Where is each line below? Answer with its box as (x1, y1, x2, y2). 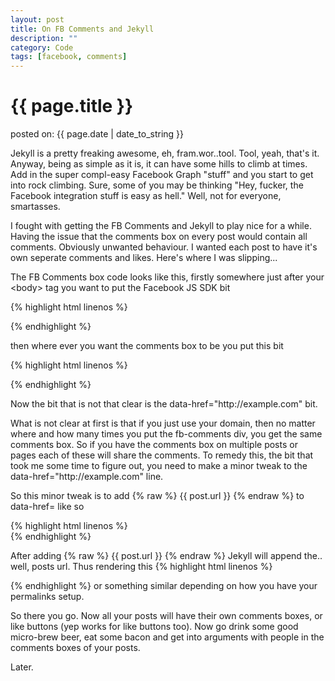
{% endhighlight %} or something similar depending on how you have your (10, 580, 318, 592)
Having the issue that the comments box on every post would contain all (10, 231, 308, 243)
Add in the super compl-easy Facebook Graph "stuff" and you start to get (10, 169, 314, 181)
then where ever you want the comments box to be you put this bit (10, 340, 284, 352)
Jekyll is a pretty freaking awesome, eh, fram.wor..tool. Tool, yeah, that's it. (10, 147, 320, 160)
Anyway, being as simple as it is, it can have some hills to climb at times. (10, 158, 308, 170)
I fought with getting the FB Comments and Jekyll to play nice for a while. (10, 220, 312, 232)
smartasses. (10, 201, 61, 213)
